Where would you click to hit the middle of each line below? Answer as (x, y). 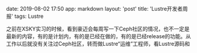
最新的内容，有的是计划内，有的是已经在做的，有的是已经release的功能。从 (99, 36)
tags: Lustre (29, 16)
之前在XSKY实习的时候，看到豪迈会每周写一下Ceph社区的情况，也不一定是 (98, 29)
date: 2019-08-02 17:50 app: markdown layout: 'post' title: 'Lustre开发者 (94, 9)
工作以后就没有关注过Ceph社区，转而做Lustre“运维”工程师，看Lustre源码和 (98, 44)
